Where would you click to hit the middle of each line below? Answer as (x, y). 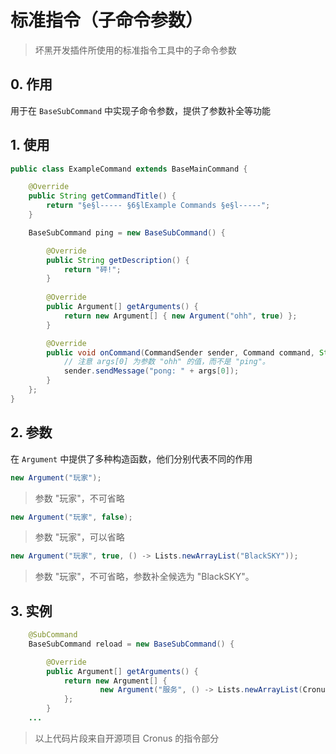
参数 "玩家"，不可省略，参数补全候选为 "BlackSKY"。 (144, 577)
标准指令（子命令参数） (107, 20)
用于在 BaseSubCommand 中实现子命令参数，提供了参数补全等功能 (141, 110)
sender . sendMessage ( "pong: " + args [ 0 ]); (151, 371)
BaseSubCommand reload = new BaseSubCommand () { (131, 644)
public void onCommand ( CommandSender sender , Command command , (180, 352)
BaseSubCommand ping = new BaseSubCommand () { (127, 232)
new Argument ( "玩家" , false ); (71, 517)
